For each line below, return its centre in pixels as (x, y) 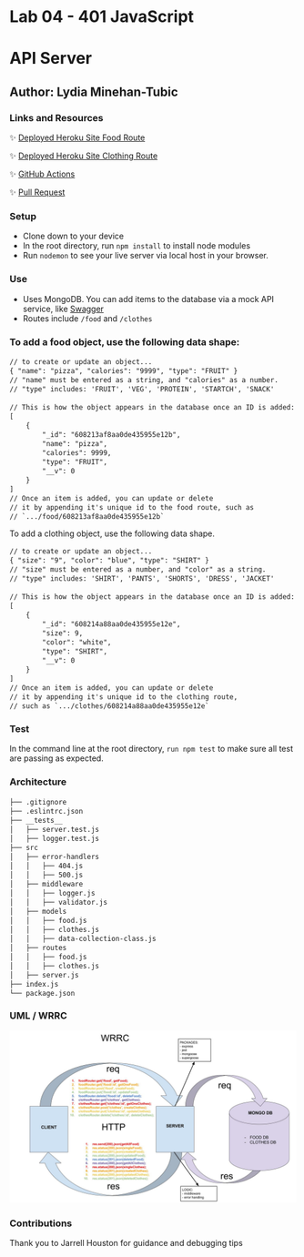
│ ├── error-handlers (55, 857)
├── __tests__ (36, 820)
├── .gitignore (38, 802)
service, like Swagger (63, 309)
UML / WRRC (39, 1016)
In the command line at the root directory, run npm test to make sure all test (152, 749)
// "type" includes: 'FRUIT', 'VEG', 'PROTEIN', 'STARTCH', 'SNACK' (142, 389)
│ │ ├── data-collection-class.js (83, 938)
